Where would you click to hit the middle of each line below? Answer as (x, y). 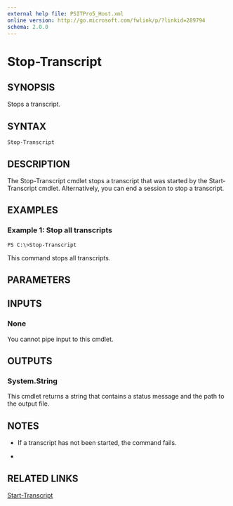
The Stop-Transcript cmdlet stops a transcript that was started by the (107, 181)
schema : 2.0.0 (28, 27)
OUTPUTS (30, 361)
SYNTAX (27, 126)
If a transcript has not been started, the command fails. (97, 443)
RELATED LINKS (43, 478)
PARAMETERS (39, 280)
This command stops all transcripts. (59, 258)
